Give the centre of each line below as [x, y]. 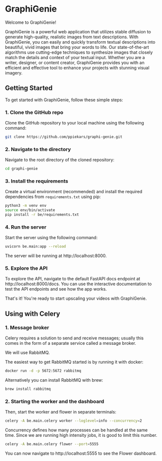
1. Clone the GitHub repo [34, 112]
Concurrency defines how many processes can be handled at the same [76, 430]
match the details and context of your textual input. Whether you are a [75, 57]
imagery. [14, 73]
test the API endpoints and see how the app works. [56, 289]
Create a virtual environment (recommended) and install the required [74, 192]
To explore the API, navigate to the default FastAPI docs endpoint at [73, 279]
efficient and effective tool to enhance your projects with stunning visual [77, 68]
